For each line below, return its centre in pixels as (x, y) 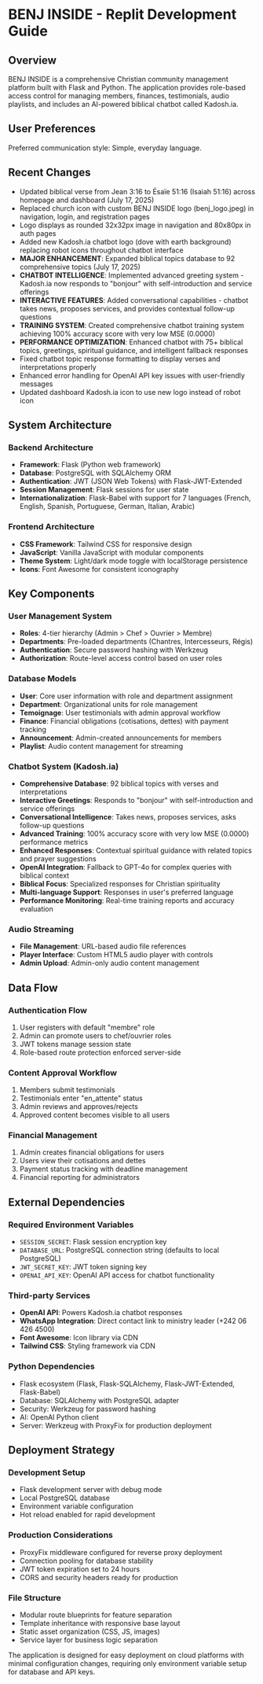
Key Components (51, 594)
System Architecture (60, 425)
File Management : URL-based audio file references (103, 946)
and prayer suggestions (58, 858)
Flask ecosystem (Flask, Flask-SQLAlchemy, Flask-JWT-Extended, (127, 1384)
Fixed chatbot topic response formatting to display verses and (120, 359)
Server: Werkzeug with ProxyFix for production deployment (115, 1425)
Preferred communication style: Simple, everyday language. (105, 148)
